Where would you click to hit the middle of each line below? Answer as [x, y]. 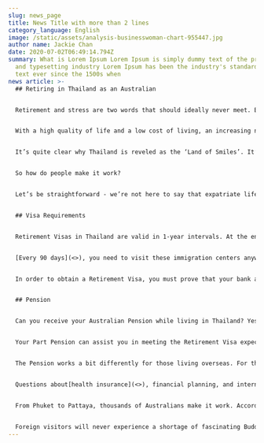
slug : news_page [35, 15]
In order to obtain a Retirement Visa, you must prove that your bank [133, 279]
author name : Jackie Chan [50, 45]
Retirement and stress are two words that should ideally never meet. [133, 110]
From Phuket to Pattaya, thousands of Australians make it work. [125, 406]
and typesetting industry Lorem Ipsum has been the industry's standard [137, 67]
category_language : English [54, 30]
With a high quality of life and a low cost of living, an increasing [133, 131]
